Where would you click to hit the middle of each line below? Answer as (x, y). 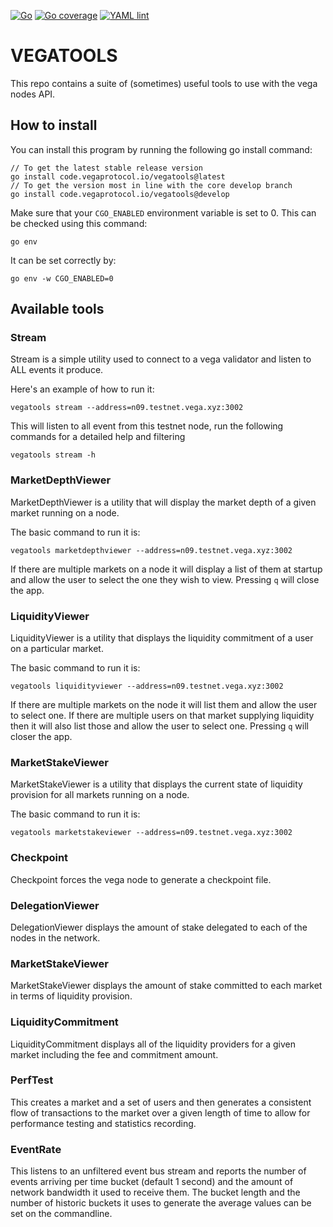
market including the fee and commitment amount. (114, 1054)
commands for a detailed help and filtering (98, 437)
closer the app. (41, 737)
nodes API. (33, 94)
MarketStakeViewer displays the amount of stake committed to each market (166, 986)
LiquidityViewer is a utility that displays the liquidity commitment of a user (162, 638)
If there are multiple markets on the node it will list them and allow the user (164, 705)
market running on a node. (65, 512)
